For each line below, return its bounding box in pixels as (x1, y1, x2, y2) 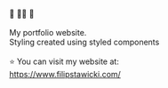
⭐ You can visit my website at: (9, 56, 120, 67)
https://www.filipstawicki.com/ (9, 69, 122, 79)
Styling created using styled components (9, 36, 160, 47)
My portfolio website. (9, 28, 87, 37)
